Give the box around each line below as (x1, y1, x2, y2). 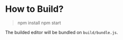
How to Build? (5, 3, 64, 15)
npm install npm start (17, 20, 61, 26)
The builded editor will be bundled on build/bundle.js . (5, 29, 118, 35)
